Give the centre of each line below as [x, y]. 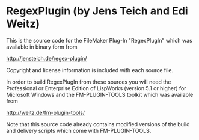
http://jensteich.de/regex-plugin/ [47, 58]
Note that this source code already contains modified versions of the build [98, 124]
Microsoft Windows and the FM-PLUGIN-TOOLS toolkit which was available [100, 94]
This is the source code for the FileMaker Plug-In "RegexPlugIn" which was [99, 40]
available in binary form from [42, 47]
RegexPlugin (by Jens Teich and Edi [97, 11]
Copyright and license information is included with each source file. [90, 70]
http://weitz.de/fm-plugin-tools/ [46, 112]
